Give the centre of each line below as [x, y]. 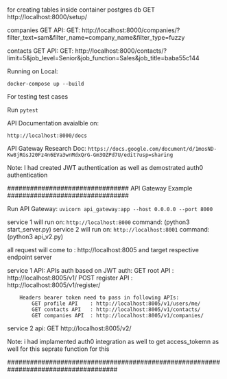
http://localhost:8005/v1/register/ [54, 285]
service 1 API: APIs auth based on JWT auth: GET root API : [91, 270]
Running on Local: [33, 71]
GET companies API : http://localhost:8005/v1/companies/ [118, 315]
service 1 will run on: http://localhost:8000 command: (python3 [98, 222]
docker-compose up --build [46, 84]
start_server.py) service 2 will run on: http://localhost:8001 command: [108, 229]
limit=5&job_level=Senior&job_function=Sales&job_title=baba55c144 [104, 58]
